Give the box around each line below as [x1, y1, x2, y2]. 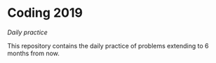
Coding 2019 [7, 5, 83, 21]
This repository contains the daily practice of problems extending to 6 [7, 41, 209, 50]
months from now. [7, 49, 60, 57]
